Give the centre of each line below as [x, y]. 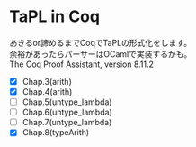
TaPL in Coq [55, 17]
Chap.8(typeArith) [56, 133]
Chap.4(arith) [47, 92]
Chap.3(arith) [47, 81]
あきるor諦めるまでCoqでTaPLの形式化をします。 [100, 42]
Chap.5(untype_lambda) [67, 102]
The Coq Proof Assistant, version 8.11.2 [82, 64]
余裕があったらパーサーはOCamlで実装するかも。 [101, 54]
